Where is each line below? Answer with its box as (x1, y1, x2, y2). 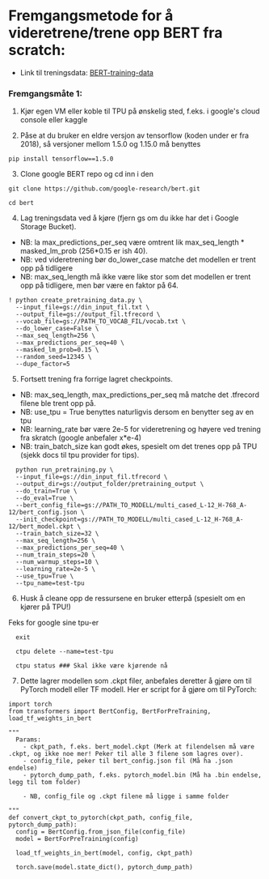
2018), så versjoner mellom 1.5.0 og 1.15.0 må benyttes (19, 139, 201, 149)
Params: (15, 736, 42, 744)
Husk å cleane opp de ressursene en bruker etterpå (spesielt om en (19, 594, 246, 604)
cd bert (8, 199, 35, 207)
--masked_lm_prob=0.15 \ (15, 346, 99, 354)
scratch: (8, 41, 66, 59)
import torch (8, 700, 53, 709)
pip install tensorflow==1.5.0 (8, 155, 114, 164)
